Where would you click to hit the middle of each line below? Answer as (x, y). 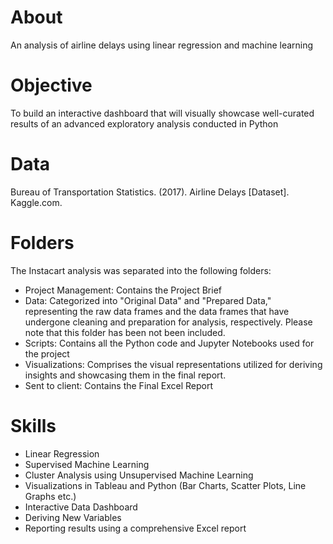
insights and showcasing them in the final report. (125, 375)
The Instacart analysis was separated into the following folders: (141, 270)
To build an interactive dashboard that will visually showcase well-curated (162, 113)
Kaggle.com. (36, 202)
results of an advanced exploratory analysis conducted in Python (144, 123)
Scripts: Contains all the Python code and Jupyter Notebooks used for (169, 343)
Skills (33, 425)
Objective (51, 85)
